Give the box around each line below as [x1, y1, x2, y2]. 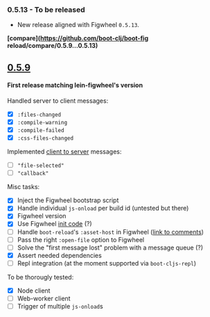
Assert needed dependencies [17, 251, 102, 259]
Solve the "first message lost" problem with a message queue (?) [17, 243, 203, 252]
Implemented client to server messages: [7, 147, 122, 156]
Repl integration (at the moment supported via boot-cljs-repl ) [17, 259, 196, 267]
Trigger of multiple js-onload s [17, 302, 103, 310]
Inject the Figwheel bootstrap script [17, 196, 119, 204]
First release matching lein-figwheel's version [7, 81, 143, 90]
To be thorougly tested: [7, 273, 74, 281]
